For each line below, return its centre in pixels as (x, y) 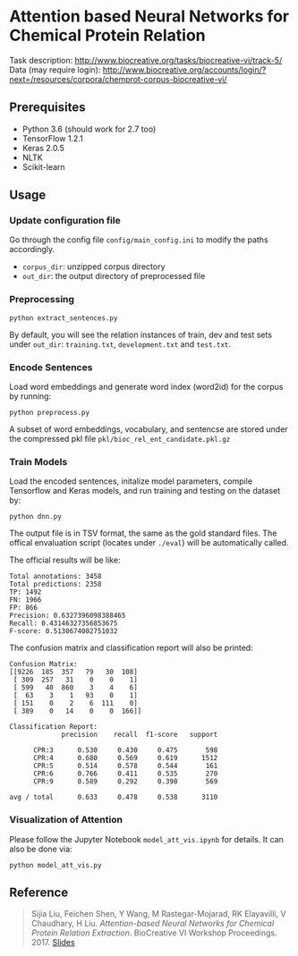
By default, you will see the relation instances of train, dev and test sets (141, 334)
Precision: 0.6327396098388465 (68, 616)
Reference (39, 893)
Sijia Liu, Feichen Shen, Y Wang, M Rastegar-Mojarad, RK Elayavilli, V (158, 914)
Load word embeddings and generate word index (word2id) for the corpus (146, 387)
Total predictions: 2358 (55, 584)
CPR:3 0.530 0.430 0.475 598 (125, 750)
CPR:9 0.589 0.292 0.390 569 (125, 782)
